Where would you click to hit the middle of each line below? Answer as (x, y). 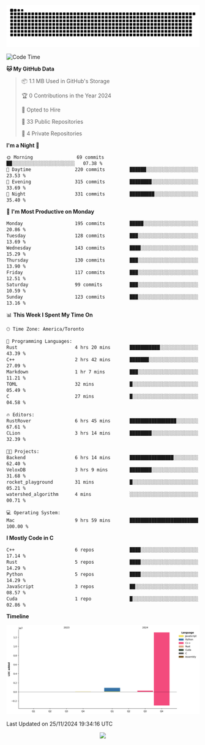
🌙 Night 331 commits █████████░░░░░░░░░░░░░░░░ (102, 194)
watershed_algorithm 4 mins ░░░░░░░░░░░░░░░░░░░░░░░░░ (102, 494)
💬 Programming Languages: (39, 341)
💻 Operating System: (34, 512)
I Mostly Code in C (30, 537)
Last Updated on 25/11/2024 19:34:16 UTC (60, 724)
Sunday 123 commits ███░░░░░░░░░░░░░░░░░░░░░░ (102, 297)
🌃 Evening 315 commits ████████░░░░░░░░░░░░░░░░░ (102, 182)
